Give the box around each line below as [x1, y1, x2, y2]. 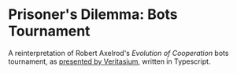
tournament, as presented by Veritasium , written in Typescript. [8, 57, 211, 66]
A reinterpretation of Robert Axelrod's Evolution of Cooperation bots [8, 48, 229, 57]
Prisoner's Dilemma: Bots [8, 6, 179, 24]
